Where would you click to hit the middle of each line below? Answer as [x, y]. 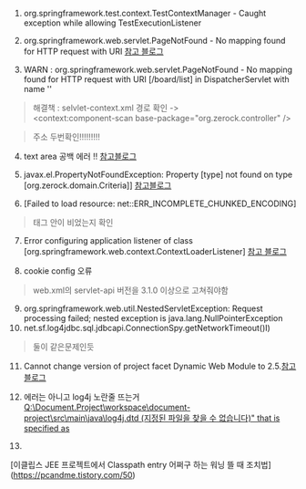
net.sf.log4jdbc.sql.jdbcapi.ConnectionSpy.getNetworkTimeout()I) [147, 328]
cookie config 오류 [58, 271]
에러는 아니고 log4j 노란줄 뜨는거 [82, 397]
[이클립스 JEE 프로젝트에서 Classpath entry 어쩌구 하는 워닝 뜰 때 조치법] [141, 465]
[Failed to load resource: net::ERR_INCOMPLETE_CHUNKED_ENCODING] [160, 203]
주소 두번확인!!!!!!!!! [66, 137]
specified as [46, 428]
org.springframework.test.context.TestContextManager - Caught [145, 13]
